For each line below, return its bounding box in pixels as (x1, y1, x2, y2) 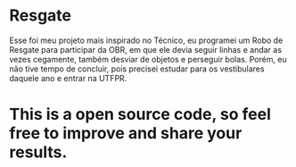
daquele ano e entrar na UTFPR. (9, 72, 127, 83)
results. (9, 142, 68, 163)
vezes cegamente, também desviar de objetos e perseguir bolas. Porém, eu (9, 54, 287, 64)
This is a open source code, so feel (9, 104, 272, 125)
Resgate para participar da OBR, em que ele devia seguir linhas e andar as (9, 44, 283, 54)
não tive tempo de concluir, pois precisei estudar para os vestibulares (9, 63, 265, 74)
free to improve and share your (9, 123, 243, 144)
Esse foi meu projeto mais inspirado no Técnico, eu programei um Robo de (9, 35, 284, 46)
